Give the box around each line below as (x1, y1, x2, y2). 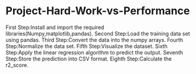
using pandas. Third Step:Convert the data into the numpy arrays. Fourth (5, 36, 184, 43)
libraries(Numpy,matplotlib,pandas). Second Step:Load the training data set (5, 30, 191, 37)
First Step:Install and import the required (5, 24, 105, 31)
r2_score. (5, 61, 29, 69)
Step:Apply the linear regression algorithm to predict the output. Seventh (5, 49, 184, 56)
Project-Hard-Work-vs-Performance (5, 4, 190, 18)
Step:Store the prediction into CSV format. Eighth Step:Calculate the (5, 55, 172, 62)
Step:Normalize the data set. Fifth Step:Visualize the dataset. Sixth (5, 43, 167, 50)
